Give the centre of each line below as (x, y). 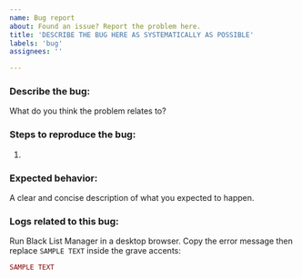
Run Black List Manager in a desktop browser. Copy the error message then (151, 241)
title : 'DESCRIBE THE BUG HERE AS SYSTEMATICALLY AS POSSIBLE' (132, 35)
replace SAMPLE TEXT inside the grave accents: (96, 251)
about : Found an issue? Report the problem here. (106, 26)
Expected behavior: (54, 178)
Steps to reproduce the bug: (73, 135)
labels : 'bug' (36, 43)
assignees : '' (36, 52)
